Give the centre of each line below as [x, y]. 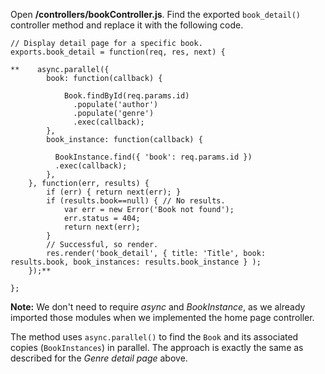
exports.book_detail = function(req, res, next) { [118, 52]
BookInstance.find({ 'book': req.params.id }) [153, 157]
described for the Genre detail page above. [99, 358]
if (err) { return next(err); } [114, 192]
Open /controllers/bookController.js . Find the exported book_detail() [156, 14]
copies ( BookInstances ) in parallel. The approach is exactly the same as [157, 347]
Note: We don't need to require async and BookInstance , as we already [158, 307]
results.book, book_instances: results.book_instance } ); [136, 262]
